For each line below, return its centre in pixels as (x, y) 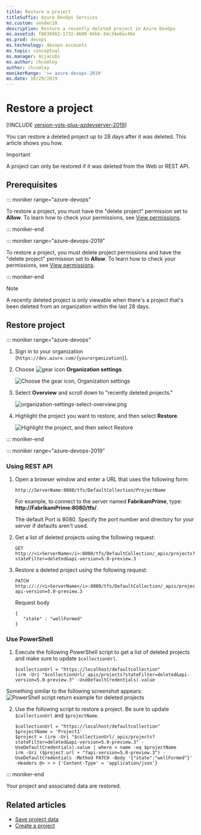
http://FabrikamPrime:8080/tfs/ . (56, 507)
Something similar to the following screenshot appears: (74, 691)
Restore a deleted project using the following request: (81, 570)
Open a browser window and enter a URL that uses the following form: (102, 479)
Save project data (37, 819)
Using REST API (29, 466)
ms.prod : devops (26, 40)
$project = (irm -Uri (42, 737)
